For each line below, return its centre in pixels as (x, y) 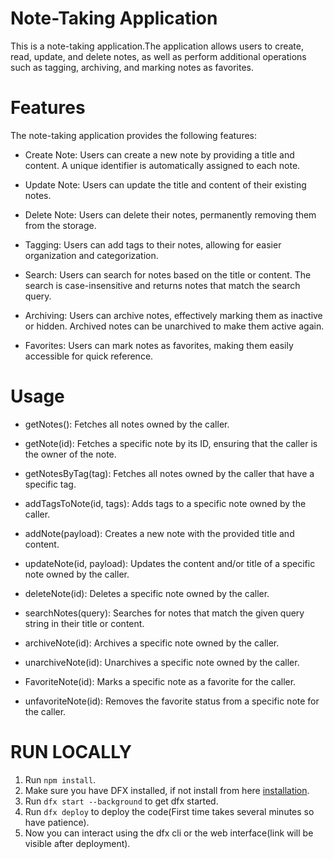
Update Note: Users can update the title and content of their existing (165, 184)
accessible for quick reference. (89, 356)
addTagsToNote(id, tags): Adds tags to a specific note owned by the (165, 503)
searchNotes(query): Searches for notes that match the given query (164, 613)
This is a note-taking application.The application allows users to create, (157, 46)
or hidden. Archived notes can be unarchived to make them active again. (174, 326)
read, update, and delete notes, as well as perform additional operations (158, 56)
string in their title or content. (84, 623)
